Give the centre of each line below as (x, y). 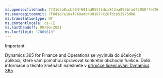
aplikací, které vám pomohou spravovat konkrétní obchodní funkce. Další (78, 60)
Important (15, 46)
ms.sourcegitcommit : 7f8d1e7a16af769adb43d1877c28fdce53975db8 (70, 14)
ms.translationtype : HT (29, 18)
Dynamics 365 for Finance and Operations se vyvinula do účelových (73, 55)
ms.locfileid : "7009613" (30, 32)
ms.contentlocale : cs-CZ (30, 23)
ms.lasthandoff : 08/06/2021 (33, 28)
